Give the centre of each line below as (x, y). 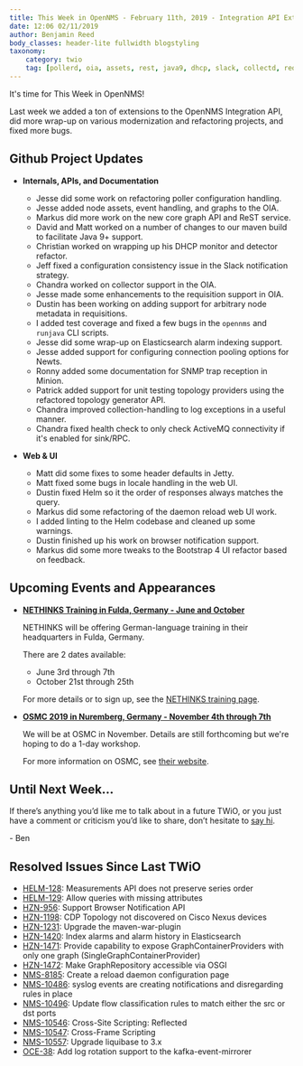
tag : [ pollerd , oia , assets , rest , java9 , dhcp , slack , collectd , (153, 69)
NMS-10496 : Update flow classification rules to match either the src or (154, 1004)
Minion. (50, 380)
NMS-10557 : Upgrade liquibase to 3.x (92, 1042)
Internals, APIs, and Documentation (91, 181)
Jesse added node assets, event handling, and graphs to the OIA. (157, 208)
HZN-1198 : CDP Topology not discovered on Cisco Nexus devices (145, 917)
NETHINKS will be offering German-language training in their (135, 627)
